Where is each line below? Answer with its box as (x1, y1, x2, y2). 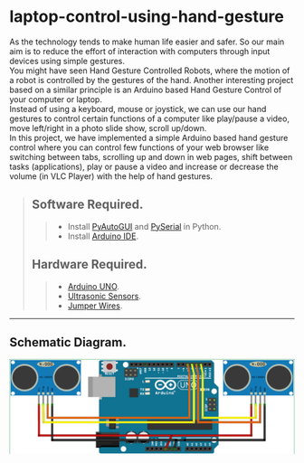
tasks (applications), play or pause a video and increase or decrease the (9, 161, 279, 172)
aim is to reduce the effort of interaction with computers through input (9, 45, 271, 56)
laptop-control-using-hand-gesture (9, 6, 285, 27)
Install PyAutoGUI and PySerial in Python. (67, 221, 222, 231)
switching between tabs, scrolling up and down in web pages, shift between (9, 151, 293, 162)
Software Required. (31, 197, 144, 213)
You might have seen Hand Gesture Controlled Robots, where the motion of (9, 65, 290, 76)
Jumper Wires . (67, 300, 123, 311)
